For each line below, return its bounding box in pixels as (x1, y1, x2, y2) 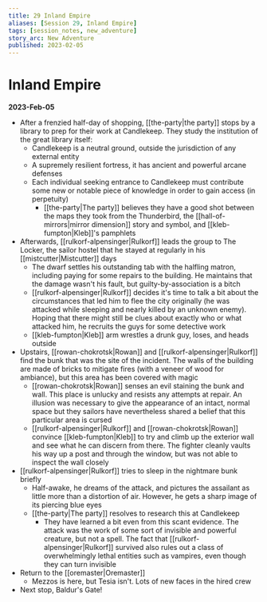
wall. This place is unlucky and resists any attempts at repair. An (31, 389, 243, 400)
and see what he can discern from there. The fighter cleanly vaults (31, 441, 251, 450)
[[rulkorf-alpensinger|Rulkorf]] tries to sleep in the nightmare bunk (19, 466, 238, 476)
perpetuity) (31, 194, 69, 204)
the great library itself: (19, 135, 93, 145)
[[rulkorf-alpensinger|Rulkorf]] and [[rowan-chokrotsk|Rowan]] (31, 424, 239, 433)
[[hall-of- (195, 211, 226, 221)
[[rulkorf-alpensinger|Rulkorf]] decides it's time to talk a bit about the (31, 288, 259, 297)
